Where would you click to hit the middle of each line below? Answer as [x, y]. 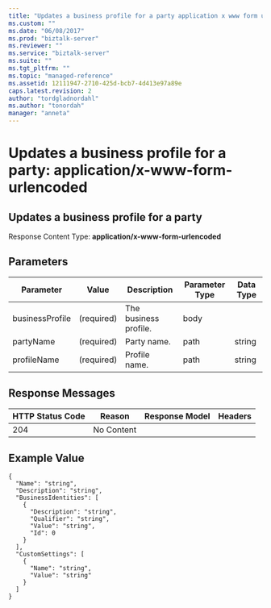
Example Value [46, 458]
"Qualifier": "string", [70, 519]
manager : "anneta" [39, 114]
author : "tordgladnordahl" [54, 98]
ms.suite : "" [30, 61]
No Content [115, 430]
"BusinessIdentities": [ [57, 498]
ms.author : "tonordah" [46, 106]
